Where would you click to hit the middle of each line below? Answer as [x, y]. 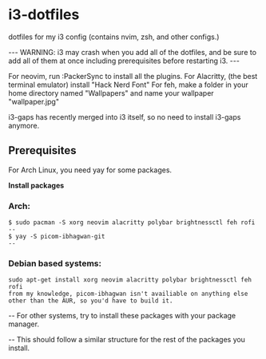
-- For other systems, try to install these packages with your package [122, 316]
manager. [24, 324]
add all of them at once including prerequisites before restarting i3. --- [124, 61]
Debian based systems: [55, 263]
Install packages [36, 185]
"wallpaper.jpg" [34, 101]
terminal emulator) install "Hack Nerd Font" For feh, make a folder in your [129, 85]
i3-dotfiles [44, 15]
